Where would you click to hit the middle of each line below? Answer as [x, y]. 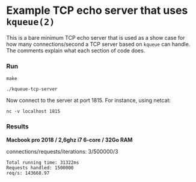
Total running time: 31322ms [43, 162]
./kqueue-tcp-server [32, 89]
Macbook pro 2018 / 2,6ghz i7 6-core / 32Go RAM [69, 140]
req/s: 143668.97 [28, 173]
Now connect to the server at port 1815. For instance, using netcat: [89, 101]
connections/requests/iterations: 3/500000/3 [62, 151]
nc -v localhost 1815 [33, 111]
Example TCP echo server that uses [97, 11]
